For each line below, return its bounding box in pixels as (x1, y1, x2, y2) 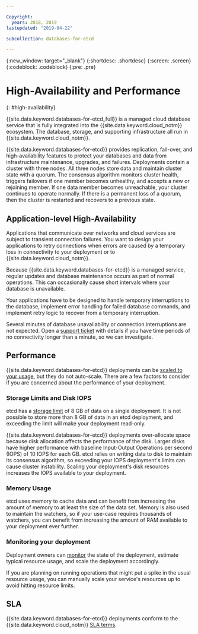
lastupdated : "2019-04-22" (6, 25, 73, 31)
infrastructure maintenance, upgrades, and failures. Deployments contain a (6, 159, 190, 166)
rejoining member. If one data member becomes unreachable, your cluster (6, 184, 188, 191)
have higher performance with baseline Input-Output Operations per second (6, 444, 193, 452)
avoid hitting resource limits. (6, 582, 75, 589)
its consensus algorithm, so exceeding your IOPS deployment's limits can (6, 457, 186, 464)
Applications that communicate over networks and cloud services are (6, 229, 176, 236)
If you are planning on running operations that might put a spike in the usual (6, 569, 191, 576)
